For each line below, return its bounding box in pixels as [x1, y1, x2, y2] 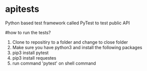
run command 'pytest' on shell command [12, 60, 97, 66]
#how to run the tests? [5, 29, 51, 35]
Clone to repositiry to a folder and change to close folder [12, 39, 128, 45]
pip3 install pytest [12, 50, 49, 56]
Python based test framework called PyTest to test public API [5, 20, 130, 26]
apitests [5, 3, 40, 15]
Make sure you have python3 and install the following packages [12, 44, 143, 50]
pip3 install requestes [12, 55, 56, 61]
